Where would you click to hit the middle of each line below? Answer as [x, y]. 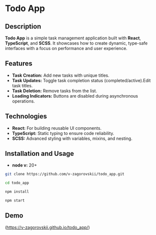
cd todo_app [17, 183]
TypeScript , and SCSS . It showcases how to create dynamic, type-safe [76, 43]
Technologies [26, 116]
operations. [23, 101]
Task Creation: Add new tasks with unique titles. [61, 75]
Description [23, 26]
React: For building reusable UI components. [57, 128]
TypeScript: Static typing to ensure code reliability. [63, 133]
